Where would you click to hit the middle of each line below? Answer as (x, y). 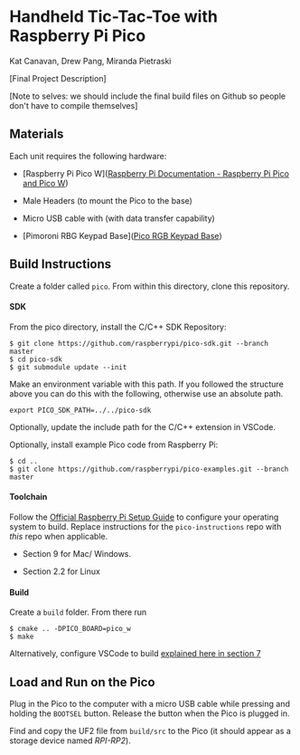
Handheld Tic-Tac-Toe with (114, 17)
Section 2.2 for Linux (61, 571)
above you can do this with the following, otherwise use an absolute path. (146, 393)
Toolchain (28, 497)
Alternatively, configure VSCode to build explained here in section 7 (135, 654)
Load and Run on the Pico (82, 682)
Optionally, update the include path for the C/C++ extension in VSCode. (142, 426)
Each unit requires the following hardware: (88, 156)
